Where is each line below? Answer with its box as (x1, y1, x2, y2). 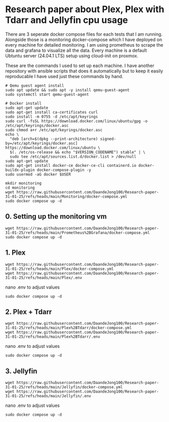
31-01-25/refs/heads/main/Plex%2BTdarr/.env (5, 334, 100, 339)
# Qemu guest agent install (5, 83, 65, 88)
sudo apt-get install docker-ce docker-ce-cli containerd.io (5, 163, 137, 168)
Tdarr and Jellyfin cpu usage (5, 14, 128, 26)
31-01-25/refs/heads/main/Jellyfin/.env (5, 394, 92, 399)
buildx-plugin (5, 167, 35, 172)
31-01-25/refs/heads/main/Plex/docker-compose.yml (5, 266, 114, 271)
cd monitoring (5, 185, 35, 190)
